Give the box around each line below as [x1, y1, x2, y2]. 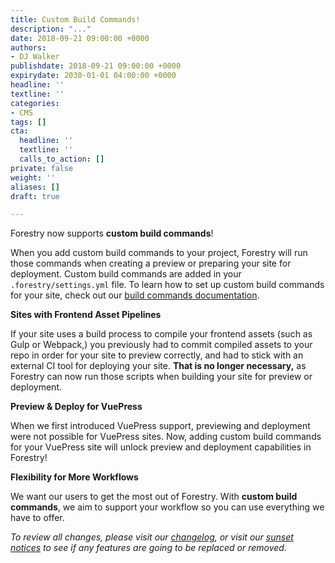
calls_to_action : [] [19, 154, 105, 164]
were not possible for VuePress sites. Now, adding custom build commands [10, 431, 322, 443]
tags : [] [10, 117, 47, 127]
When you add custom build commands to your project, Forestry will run [10, 247, 308, 259]
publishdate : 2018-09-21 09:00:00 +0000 [10, 61, 182, 71]
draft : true [10, 191, 60, 201]
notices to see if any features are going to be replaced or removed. [10, 542, 287, 554]
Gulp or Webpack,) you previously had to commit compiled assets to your [10, 339, 313, 351]
